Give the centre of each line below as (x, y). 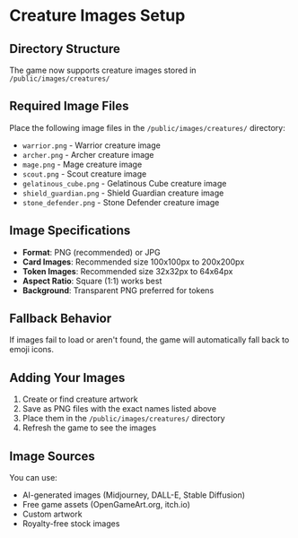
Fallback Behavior (61, 319)
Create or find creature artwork (80, 399)
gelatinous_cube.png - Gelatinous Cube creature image (124, 183)
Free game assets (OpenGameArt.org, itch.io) (106, 505)
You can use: (34, 478)
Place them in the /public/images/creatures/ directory (124, 419)
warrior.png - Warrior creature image (92, 145)
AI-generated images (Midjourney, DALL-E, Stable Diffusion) (133, 495)
